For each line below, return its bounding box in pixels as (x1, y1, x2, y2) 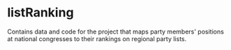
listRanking (7, 5, 75, 21)
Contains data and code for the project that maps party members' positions (7, 27, 225, 36)
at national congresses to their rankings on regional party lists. (7, 34, 187, 42)
